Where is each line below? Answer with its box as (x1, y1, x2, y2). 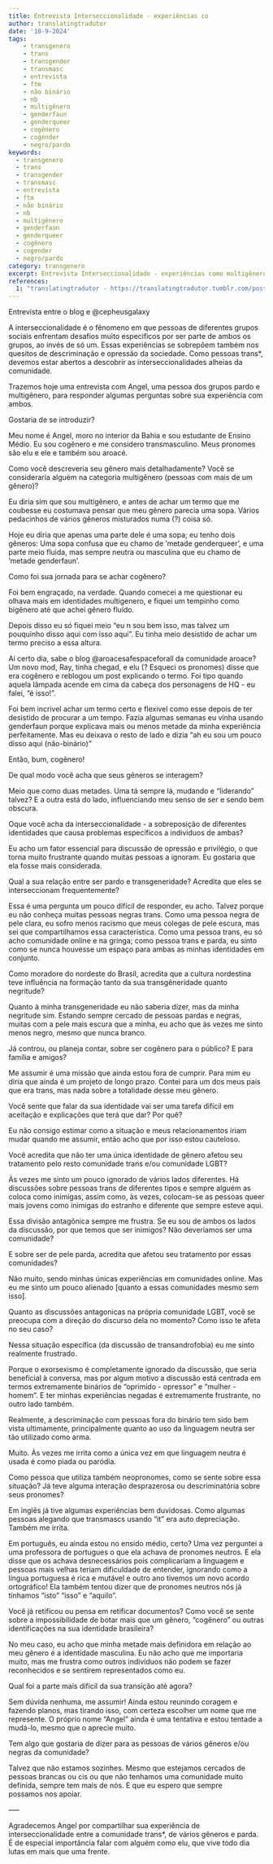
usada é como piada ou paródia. (8, 1457, 116, 1466)
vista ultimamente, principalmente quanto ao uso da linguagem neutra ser (8, 1423, 255, 1434)
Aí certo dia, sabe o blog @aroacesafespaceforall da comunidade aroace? (8, 653, 257, 664)
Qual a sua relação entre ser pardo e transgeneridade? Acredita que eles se (8, 877, 262, 886)
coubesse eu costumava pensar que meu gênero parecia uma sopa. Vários (8, 506, 260, 516)
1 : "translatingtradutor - (15, 284, 107, 293)
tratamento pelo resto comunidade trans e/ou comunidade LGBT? (8, 1158, 227, 1169)
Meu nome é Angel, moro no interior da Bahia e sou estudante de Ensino (8, 431, 251, 441)
